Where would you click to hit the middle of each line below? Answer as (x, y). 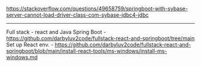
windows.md (22, 57)
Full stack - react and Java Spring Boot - (56, 32)
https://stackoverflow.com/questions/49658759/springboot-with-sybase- (97, 9)
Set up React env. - (30, 45)
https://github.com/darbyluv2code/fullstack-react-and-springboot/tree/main (100, 38)
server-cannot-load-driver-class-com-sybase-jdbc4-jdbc (77, 15)
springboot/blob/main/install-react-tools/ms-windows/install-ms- (87, 51)
